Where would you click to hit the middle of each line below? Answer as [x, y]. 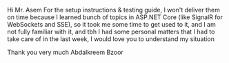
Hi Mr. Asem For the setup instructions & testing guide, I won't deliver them [114, 10]
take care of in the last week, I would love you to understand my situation [111, 39]
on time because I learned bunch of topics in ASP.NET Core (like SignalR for [115, 17]
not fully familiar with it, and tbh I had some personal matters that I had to [111, 32]
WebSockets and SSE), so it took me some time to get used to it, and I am [111, 24]
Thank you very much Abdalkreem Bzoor [66, 52]
